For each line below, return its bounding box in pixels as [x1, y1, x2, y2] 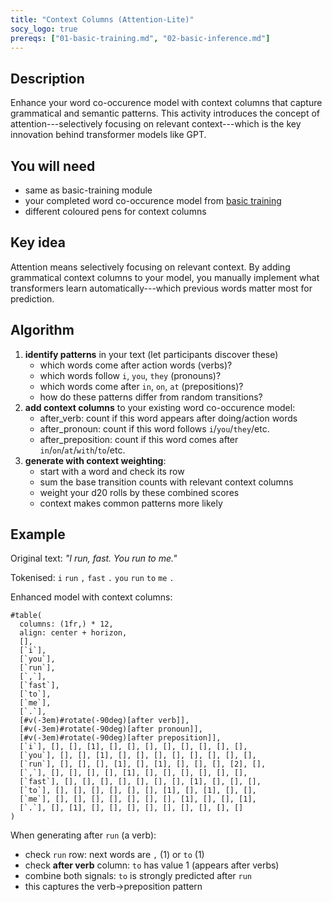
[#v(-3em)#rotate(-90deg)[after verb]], [19, 716, 190, 726]
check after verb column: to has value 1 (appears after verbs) [24, 859, 280, 871]
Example [10, 526, 66, 543]
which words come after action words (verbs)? [39, 359, 233, 371]
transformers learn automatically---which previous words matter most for [10, 282, 313, 294]
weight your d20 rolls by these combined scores [39, 486, 240, 498]
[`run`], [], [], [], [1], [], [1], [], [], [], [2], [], [19, 759, 267, 770]
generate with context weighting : [24, 454, 167, 466]
